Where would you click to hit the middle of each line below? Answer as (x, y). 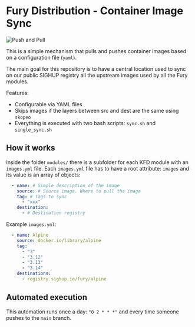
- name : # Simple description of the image (65, 185)
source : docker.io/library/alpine (59, 240)
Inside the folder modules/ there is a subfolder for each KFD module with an (97, 162)
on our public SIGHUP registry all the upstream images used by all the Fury (97, 75)
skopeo (23, 117)
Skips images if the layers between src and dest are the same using (97, 110)
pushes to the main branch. (39, 318)
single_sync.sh (33, 130)
